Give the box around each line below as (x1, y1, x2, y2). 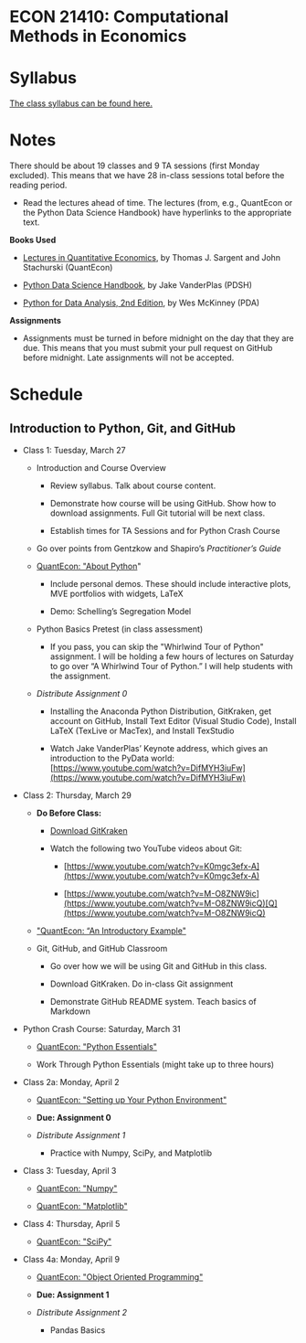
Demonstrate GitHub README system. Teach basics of (49, 997, 258, 1007)
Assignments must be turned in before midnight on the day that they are (22, 333, 294, 344)
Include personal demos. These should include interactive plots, (49, 579, 291, 590)
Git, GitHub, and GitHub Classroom (36, 943, 168, 954)
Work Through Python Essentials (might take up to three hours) (36, 1059, 275, 1071)
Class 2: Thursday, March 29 (22, 790, 132, 801)
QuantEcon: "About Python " (36, 560, 142, 572)
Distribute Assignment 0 (36, 688, 128, 699)
